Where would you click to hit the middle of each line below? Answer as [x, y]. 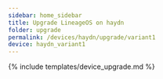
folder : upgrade [34, 30]
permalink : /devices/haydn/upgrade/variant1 [82, 37]
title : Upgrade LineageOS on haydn [66, 23]
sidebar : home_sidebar [45, 15]
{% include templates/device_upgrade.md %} [81, 66]
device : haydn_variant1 [47, 45]
